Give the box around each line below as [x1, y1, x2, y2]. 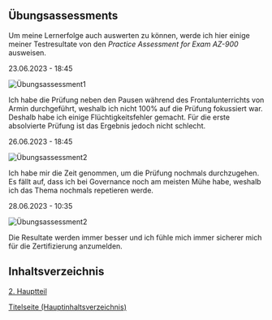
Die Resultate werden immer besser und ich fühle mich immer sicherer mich [8, 232, 262, 242]
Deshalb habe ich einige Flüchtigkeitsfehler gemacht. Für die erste [8, 112, 230, 122]
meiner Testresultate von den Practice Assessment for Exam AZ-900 [8, 39, 239, 49]
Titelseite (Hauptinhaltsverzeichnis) [8, 302, 127, 312]
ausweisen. [8, 47, 47, 58]
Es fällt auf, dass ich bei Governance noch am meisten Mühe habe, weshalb [8, 176, 261, 186]
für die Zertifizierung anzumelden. [8, 241, 123, 251]
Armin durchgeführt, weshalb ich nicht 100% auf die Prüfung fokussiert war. [8, 103, 263, 113]
